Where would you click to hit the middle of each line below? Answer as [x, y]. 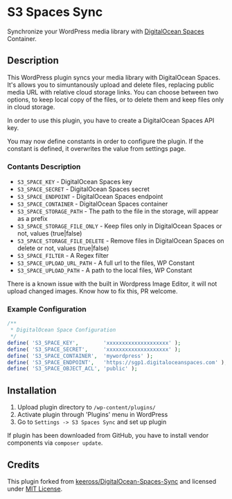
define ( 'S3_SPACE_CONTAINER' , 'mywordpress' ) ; [80, 356]
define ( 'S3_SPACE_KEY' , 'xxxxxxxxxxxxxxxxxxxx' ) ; [94, 343]
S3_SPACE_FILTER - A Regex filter [63, 256]
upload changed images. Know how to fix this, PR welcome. [92, 291]
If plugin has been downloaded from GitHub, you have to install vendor [108, 436]
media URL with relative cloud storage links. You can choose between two [113, 92]
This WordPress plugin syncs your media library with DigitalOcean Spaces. [114, 77]
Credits [24, 465]
